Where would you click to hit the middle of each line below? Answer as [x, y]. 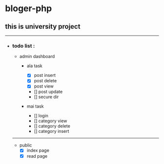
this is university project [43, 27]
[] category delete [52, 126]
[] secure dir [46, 97]
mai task [35, 106]
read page [37, 156]
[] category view [51, 121]
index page [38, 150]
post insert [45, 75]
